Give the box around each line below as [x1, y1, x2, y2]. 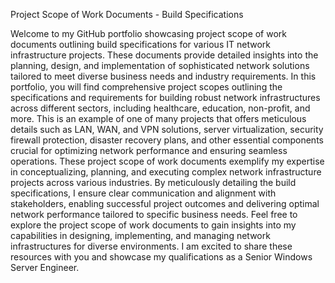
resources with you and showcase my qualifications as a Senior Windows [10, 251, 313, 263]
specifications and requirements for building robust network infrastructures [10, 92, 321, 103]
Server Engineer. [10, 262, 80, 273]
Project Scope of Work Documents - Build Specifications [10, 9, 244, 20]
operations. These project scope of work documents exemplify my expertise [10, 155, 325, 167]
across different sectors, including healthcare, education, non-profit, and [10, 102, 311, 114]
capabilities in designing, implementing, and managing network [10, 230, 271, 241]
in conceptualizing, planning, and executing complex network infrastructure [10, 166, 322, 178]
